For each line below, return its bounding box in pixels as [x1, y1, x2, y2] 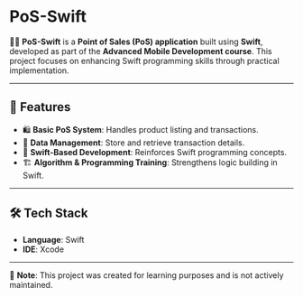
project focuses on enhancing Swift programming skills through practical [9, 55, 280, 66]
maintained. [9, 279, 53, 290]
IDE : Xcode [22, 244, 65, 255]
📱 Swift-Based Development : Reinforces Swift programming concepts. [22, 146, 287, 157]
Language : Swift [22, 234, 85, 245]
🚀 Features [9, 99, 71, 115]
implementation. [9, 65, 69, 76]
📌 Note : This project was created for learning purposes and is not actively [9, 269, 284, 281]
